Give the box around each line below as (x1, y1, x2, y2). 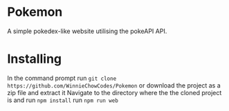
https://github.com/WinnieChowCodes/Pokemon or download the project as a (7, 81, 221, 90)
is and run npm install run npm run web (7, 96, 119, 104)
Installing (7, 51, 62, 67)
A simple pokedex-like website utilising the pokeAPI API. (7, 27, 167, 35)
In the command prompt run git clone (7, 74, 117, 82)
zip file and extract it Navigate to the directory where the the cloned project (7, 88, 222, 97)
